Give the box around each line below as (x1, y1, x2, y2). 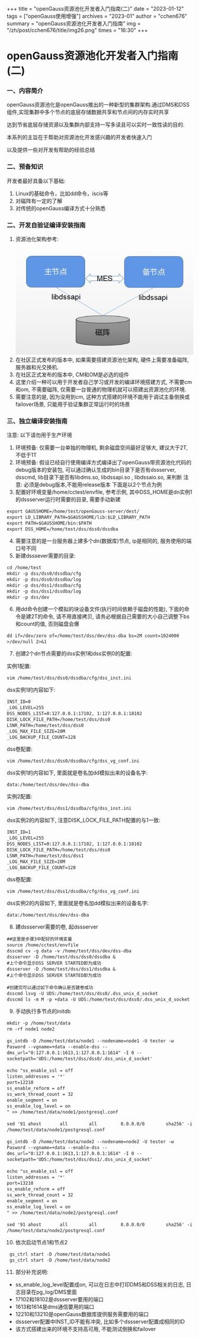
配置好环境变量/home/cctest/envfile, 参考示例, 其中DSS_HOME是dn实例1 (15, 488, 192, 496)
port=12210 (7, 1080, 34, 1086)
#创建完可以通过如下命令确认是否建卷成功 (7, 985, 94, 991)
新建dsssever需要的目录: (15, 552, 76, 559)
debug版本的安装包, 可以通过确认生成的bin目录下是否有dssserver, (15, 466, 176, 473)
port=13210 (7, 1180, 34, 1186)
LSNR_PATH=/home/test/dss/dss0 (7, 722, 84, 729)
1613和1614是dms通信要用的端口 (15, 1303, 94, 1311)
